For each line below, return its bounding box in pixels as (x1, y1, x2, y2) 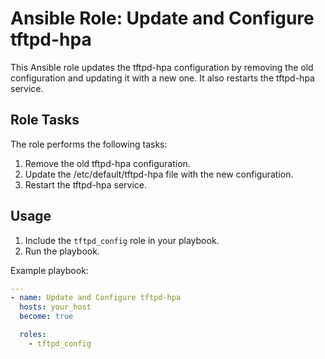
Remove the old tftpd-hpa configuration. (24, 157, 191, 169)
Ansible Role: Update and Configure (10, 7, 315, 30)
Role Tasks (10, 112, 80, 129)
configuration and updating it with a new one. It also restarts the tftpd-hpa (10, 72, 315, 84)
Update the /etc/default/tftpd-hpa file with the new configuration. (24, 168, 294, 180)
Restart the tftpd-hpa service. (24, 178, 148, 191)
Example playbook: (10, 264, 89, 276)
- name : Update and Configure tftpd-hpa (10, 293, 182, 303)
